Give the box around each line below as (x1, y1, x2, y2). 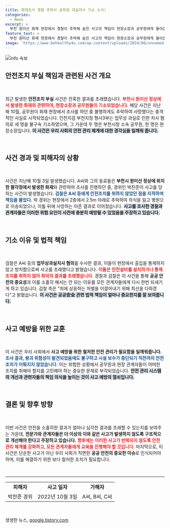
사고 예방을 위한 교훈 (5, 324, 65, 333)
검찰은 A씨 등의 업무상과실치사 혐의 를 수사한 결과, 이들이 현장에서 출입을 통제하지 (5, 260, 165, 266)
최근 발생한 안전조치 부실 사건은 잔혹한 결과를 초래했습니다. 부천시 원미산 (5, 96, 148, 102)
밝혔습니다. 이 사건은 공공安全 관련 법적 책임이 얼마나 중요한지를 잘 (17, 292, 147, 298)
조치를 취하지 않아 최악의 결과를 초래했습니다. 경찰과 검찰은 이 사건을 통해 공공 (5, 273, 158, 279)
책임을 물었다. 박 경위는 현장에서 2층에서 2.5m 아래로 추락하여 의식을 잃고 (5, 197, 151, 203)
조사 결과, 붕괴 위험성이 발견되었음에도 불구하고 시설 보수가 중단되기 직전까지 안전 (5, 355, 164, 361)
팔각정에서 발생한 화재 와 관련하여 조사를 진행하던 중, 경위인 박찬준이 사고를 (10, 184, 157, 191)
